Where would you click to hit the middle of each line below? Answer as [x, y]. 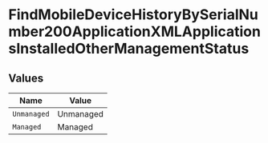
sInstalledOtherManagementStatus [129, 49]
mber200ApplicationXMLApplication [134, 32]
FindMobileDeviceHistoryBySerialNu [134, 15]
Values [26, 78]
